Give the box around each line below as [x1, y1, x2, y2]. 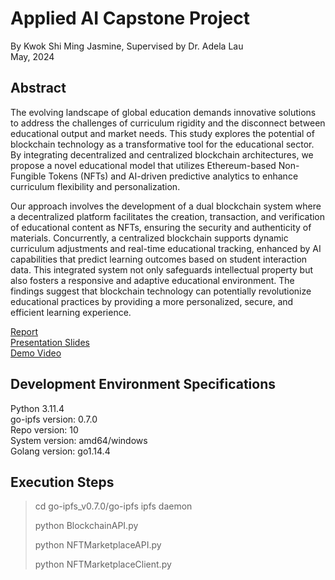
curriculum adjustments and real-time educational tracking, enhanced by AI [10, 242, 322, 254]
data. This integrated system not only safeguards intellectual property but [10, 263, 314, 276]
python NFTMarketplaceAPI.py [34, 539, 162, 551]
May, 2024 [10, 50, 55, 62]
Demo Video [10, 347, 62, 359]
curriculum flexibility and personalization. [10, 180, 181, 192]
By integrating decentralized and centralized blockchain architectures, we [10, 148, 314, 161]
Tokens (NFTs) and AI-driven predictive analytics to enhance [48, 170, 299, 182]
